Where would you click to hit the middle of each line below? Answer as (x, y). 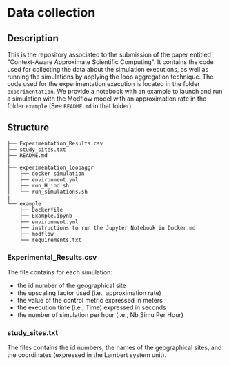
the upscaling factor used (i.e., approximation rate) (89, 293)
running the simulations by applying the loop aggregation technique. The (110, 77)
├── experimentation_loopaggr (51, 167)
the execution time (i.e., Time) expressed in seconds (92, 307)
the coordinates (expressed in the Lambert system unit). (87, 355)
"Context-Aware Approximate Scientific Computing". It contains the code (110, 62)
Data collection (51, 13)
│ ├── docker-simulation (46, 174)
